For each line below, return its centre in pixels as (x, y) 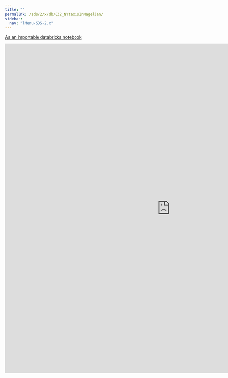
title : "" (15, 10)
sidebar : (14, 19)
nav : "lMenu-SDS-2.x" (31, 23)
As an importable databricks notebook (43, 37)
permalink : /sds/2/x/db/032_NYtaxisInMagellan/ (54, 14)
